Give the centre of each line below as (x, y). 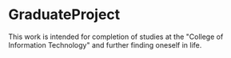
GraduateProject (64, 15)
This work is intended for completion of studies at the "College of (116, 37)
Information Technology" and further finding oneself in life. (105, 44)
